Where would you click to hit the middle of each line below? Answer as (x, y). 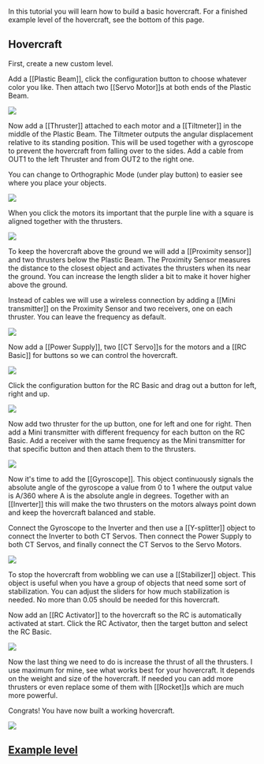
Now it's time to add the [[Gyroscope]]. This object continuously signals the (131, 479)
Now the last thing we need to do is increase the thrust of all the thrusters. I (130, 662)
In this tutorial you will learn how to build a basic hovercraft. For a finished (128, 11)
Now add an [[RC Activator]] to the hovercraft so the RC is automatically (125, 615)
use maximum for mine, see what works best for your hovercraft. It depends (132, 670)
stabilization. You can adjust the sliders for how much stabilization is (119, 591)
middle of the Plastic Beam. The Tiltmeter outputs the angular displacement (131, 134)
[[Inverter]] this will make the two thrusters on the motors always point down (132, 504)
